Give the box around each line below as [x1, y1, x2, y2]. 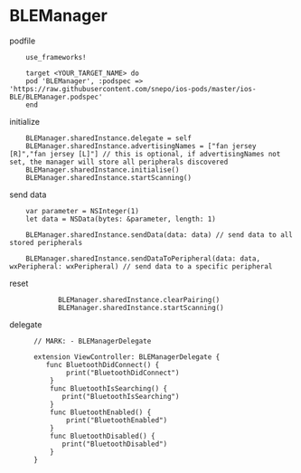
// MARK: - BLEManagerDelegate [33, 336, 152, 345]
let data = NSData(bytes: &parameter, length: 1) [25, 214, 217, 223]
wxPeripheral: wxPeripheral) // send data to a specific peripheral [9, 261, 273, 271]
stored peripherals [9, 238, 83, 247]
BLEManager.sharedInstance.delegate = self [25, 133, 193, 143]
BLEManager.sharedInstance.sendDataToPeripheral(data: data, [25, 254, 260, 263]
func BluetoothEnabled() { [49, 408, 152, 417]
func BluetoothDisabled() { [49, 431, 155, 440]
